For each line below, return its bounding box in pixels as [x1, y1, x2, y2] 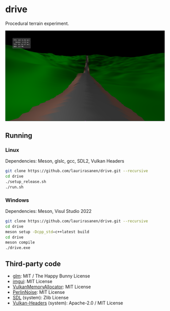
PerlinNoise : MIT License [12, 289, 65, 295]
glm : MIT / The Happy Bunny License [12, 273, 90, 279]
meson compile [5, 240, 35, 245]
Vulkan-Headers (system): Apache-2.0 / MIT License [12, 300, 123, 306]
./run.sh [5, 184, 24, 190]
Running [5, 131, 33, 140]
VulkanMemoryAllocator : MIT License [12, 284, 91, 290]
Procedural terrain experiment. [5, 20, 69, 26]
